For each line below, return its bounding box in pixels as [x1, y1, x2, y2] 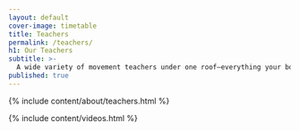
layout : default [8, 12, 69, 22]
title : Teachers [8, 29, 69, 38]
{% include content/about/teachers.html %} [8, 95, 170, 106]
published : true [8, 71, 69, 80]
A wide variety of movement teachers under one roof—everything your [16, 63, 281, 72]
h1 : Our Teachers [8, 46, 73, 55]
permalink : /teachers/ [8, 37, 93, 47]
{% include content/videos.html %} [8, 112, 138, 123]
